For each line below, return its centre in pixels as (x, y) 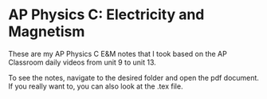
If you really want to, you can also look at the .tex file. (96, 86)
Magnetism (47, 32)
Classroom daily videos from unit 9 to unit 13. (82, 62)
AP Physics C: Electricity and (106, 15)
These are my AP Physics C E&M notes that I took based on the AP (118, 53)
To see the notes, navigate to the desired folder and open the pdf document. (133, 77)
